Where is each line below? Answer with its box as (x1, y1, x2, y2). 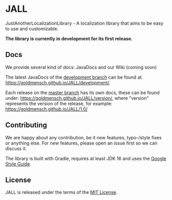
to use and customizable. (5, 25, 59, 31)
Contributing (5, 121, 47, 130)
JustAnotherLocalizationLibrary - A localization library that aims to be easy (5, 20, 164, 26)
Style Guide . (5, 160, 32, 167)
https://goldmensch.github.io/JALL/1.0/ (5, 106, 88, 112)
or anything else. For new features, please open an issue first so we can (5, 140, 158, 146)
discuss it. (5, 145, 27, 152)
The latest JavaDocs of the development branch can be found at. (5, 74, 143, 80)
